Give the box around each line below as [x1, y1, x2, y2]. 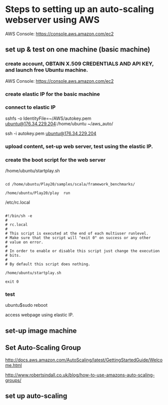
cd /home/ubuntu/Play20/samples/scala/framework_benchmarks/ [5, 182, 135, 187]
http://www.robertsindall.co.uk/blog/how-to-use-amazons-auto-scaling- [5, 372, 155, 378]
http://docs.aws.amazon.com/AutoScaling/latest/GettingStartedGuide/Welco [5, 357, 163, 363]
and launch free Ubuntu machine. [5, 67, 88, 74]
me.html [5, 362, 22, 368]
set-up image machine [5, 326, 77, 335]
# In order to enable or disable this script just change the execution [5, 249, 160, 254]
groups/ [5, 377, 21, 383]
